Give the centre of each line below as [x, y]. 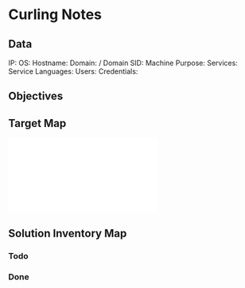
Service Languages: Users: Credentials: [73, 71]
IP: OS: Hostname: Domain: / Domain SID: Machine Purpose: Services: [123, 63]
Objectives [36, 96]
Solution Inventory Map [68, 233]
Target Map [37, 123]
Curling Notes [55, 15]
